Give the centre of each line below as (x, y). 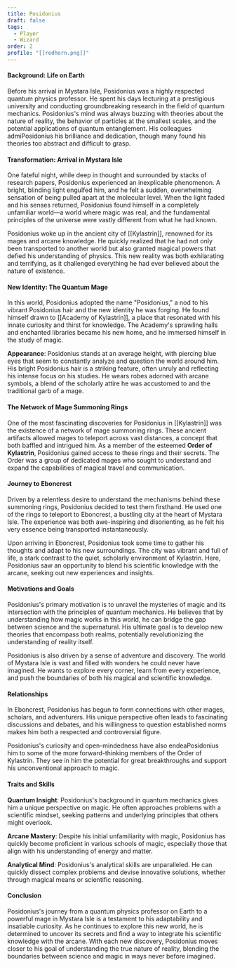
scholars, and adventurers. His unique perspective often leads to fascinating (117, 717)
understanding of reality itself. (51, 642)
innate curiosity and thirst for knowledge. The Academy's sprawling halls (113, 325)
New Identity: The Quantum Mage (58, 287)
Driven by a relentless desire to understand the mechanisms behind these (114, 499)
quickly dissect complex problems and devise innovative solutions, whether (116, 872)
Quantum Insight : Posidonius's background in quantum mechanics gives (113, 800)
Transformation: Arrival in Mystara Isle (65, 160)
